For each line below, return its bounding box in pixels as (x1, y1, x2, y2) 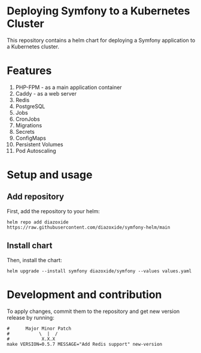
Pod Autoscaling (15, 147, 56, 154)
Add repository (7, 192, 65, 202)
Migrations (15, 121, 42, 129)
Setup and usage (7, 168, 93, 182)
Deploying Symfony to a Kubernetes (7, 4, 190, 18)
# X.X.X (7, 336, 56, 342)
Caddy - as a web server (15, 90, 77, 97)
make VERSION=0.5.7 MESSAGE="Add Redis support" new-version (7, 341, 163, 347)
